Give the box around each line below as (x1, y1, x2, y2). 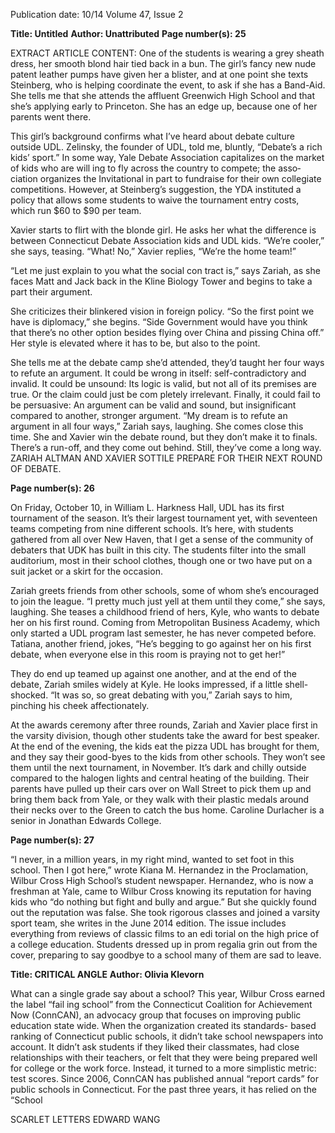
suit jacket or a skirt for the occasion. (10, 565, 163, 577)
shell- (284, 679, 309, 690)
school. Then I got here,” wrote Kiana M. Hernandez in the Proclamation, (10, 864, 309, 876)
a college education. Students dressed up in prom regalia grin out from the (10, 939, 318, 950)
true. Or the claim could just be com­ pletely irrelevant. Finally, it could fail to (10, 389, 321, 400)
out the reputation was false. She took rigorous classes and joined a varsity (10, 907, 321, 918)
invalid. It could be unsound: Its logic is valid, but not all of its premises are (10, 378, 317, 389)
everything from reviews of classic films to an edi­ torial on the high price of (10, 928, 320, 939)
